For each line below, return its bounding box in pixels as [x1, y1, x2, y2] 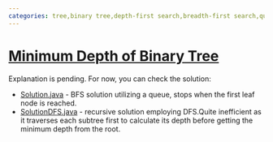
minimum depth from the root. [19, 123, 121, 134]
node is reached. [19, 98, 77, 108]
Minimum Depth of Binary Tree [8, 46, 219, 65]
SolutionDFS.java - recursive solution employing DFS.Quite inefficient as [19, 106, 262, 116]
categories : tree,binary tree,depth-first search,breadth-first [8, 11, 231, 20]
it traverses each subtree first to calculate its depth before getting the [19, 115, 253, 125]
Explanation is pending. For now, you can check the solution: [8, 74, 211, 84]
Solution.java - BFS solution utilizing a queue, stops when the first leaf [19, 89, 255, 99]
